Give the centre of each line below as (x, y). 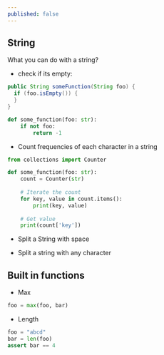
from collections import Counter (57, 160)
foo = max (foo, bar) (38, 306)
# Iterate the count (51, 192)
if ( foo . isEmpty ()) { (46, 93)
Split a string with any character (65, 253)
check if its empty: (45, 74)
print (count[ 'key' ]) (51, 225)
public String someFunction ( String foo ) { (71, 87)
